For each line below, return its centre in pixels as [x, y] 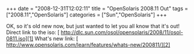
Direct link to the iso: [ [33, 32]
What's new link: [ [56, 38]
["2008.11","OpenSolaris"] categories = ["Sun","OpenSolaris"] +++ [87, 15]
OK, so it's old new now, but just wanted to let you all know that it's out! [93, 26]
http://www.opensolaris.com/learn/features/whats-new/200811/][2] [88, 45]
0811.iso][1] [20, 38]
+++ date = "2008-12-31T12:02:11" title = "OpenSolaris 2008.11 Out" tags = [97, 9]
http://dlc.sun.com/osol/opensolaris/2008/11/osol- [122, 32]
